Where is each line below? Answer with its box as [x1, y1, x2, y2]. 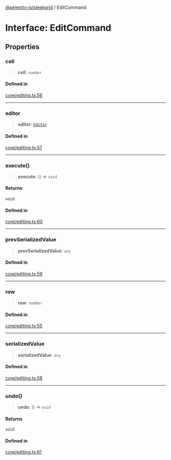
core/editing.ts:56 [5, 92, 43, 98]
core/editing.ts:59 [5, 270, 43, 277]
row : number [17, 300, 43, 306]
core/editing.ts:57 [5, 144, 42, 150]
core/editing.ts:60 [5, 219, 43, 225]
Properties [5, 42, 40, 51]
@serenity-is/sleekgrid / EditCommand [5, 5, 87, 10]
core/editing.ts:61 [5, 449, 42, 455]
